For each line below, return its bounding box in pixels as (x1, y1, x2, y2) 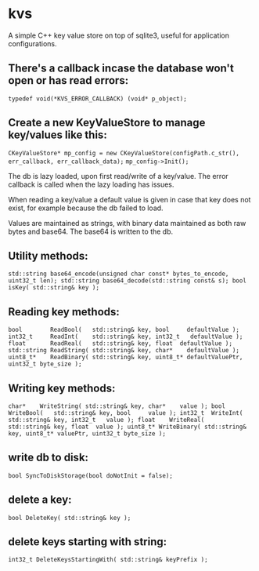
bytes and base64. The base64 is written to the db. (8, 227, 174, 236)
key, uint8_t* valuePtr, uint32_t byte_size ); (8, 430, 167, 438)
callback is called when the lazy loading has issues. (8, 180, 174, 189)
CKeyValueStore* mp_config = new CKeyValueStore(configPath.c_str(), (8, 149, 240, 157)
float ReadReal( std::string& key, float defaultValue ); (8, 340, 233, 347)
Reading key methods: (8, 305, 120, 318)
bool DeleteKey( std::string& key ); (8, 514, 131, 522)
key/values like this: (8, 129, 107, 142)
